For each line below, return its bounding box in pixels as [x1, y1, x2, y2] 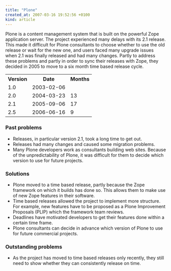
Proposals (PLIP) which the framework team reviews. [12, 209, 125, 215]
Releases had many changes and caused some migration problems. [12, 141, 156, 147]
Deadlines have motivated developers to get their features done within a [12, 214, 165, 220]
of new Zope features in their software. [12, 192, 95, 199]
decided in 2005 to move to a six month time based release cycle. [5, 63, 144, 69]
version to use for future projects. [12, 157, 84, 163]
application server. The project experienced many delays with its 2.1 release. [5, 36, 166, 42]
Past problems [5, 124, 42, 131]
